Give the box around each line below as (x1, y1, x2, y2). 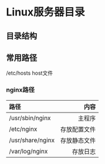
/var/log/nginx (9, 147, 48, 155)
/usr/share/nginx (9, 136, 55, 144)
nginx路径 (6, 86, 35, 94)
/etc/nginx (9, 125, 38, 133)
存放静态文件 (60, 136, 96, 144)
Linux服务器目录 (6, 5, 85, 19)
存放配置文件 (60, 125, 96, 133)
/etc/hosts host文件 (6, 69, 53, 77)
